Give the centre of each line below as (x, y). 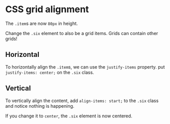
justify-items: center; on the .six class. (50, 72)
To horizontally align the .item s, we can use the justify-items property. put (85, 67)
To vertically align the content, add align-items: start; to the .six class (82, 101)
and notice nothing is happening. (40, 106)
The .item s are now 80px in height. (42, 23)
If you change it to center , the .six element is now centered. (69, 116)
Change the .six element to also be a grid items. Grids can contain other (82, 33)
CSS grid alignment (47, 9)
